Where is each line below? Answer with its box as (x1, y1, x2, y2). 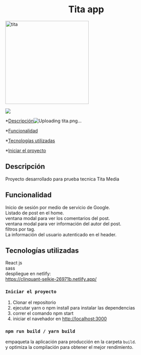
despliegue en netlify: (5, 271, 51, 277)
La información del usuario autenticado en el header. (5, 231, 117, 237)
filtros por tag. (5, 226, 35, 232)
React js (5, 260, 23, 266)
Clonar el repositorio (12, 299, 56, 305)
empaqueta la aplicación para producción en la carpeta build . (5, 339, 136, 345)
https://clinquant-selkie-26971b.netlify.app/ (5, 276, 97, 282)
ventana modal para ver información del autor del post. (5, 220, 122, 227)
